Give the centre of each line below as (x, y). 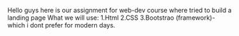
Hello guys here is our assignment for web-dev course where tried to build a (119, 10)
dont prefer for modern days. (72, 25)
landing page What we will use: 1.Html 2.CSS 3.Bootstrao (91, 18)
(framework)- (195, 18)
